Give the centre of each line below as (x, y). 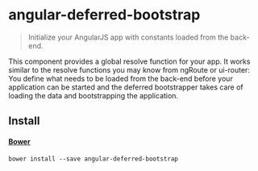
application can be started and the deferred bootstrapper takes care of (126, 87)
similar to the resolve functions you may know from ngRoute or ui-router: (129, 69)
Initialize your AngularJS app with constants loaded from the (128, 37)
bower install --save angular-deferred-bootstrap (94, 159)
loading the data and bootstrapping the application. (94, 95)
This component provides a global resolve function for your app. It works (129, 61)
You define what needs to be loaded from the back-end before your (121, 78)
